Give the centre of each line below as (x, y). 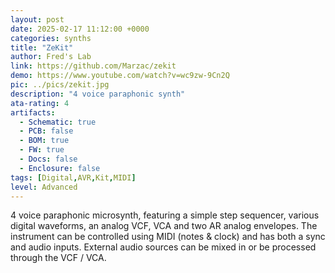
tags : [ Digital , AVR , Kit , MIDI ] (73, 177)
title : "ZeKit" (42, 47)
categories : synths (51, 38)
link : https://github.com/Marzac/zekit (93, 66)
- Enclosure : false (60, 168)
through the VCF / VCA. (58, 258)
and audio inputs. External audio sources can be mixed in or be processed (163, 247)
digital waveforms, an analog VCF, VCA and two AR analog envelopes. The (164, 226)
